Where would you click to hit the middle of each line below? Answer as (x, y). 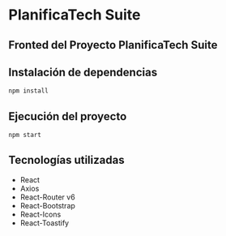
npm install (28, 91)
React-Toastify (45, 223)
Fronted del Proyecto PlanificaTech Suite (113, 45)
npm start (25, 135)
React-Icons (41, 214)
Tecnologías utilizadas (66, 160)
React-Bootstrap (47, 205)
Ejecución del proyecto (68, 116)
